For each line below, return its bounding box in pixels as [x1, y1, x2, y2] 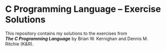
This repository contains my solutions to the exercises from [5, 30, 127, 36]
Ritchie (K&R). [5, 41, 34, 47]
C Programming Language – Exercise [5, 3, 161, 15]
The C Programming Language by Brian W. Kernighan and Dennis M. [5, 36, 148, 42]
